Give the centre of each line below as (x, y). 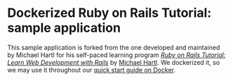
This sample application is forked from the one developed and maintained (114, 47)
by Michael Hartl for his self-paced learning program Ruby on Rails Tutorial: (116, 55)
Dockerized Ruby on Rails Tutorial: (109, 13)
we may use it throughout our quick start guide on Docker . (91, 70)
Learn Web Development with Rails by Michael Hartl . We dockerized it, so (114, 62)
